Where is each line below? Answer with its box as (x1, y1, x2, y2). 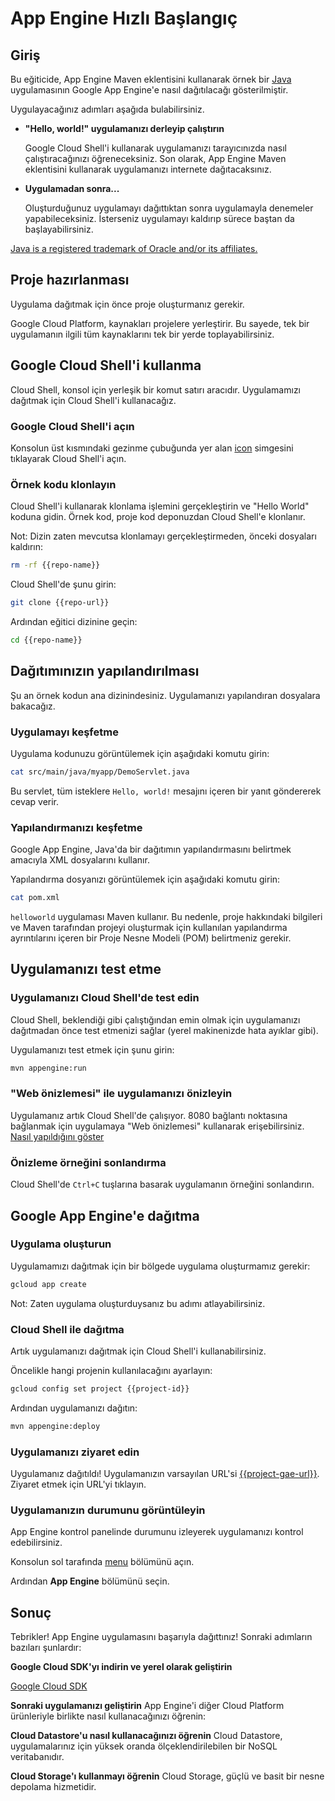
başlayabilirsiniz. (24, 223, 94, 235)
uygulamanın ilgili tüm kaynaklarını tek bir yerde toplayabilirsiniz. (10, 328, 275, 340)
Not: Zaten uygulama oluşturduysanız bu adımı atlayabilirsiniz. (10, 1297, 266, 1309)
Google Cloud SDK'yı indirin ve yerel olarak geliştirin (10, 1661, 233, 1673)
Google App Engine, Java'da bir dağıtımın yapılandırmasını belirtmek (10, 843, 292, 856)
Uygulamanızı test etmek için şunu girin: (10, 1043, 175, 1056)
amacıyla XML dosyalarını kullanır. (10, 854, 150, 866)
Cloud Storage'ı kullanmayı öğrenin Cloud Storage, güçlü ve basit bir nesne (10, 1770, 325, 1782)
